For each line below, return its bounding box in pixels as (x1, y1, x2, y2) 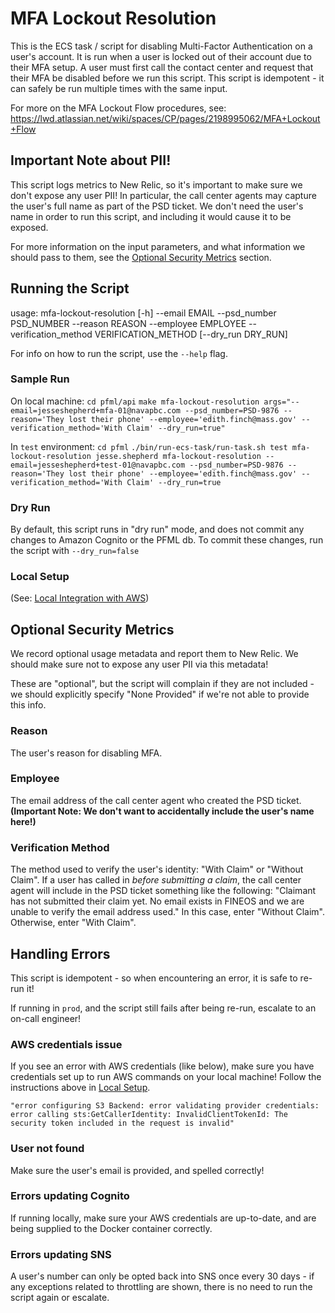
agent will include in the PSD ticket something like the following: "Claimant (10, 885, 317, 897)
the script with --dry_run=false (10, 545, 140, 557)
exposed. (10, 221, 49, 233)
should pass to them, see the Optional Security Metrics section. (10, 251, 272, 263)
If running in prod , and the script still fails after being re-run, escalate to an (10, 1002, 317, 1014)
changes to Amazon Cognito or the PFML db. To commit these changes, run (10, 534, 324, 546)
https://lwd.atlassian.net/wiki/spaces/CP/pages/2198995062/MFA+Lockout (10, 112, 321, 124)
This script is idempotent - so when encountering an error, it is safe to (10, 972, 298, 984)
